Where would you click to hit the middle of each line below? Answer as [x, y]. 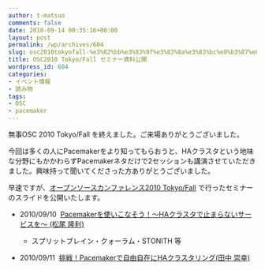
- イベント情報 [30, 81]
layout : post [30, 37]
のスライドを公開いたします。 [56, 197]
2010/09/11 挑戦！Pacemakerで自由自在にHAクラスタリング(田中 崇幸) [135, 258]
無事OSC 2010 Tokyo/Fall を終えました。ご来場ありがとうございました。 [126, 134]
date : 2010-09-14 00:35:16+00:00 [63, 30]
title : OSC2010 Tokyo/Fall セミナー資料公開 [78, 60]
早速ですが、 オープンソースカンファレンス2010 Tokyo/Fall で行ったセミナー [131, 187]
